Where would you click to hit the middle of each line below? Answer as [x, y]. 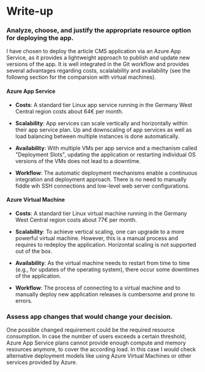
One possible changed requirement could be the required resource [91, 330]
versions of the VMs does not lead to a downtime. [78, 161]
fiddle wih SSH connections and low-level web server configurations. [102, 186]
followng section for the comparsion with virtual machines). [81, 77]
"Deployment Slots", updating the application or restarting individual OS [105, 155]
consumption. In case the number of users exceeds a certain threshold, [96, 337]
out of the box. [34, 251]
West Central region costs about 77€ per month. [76, 220]
